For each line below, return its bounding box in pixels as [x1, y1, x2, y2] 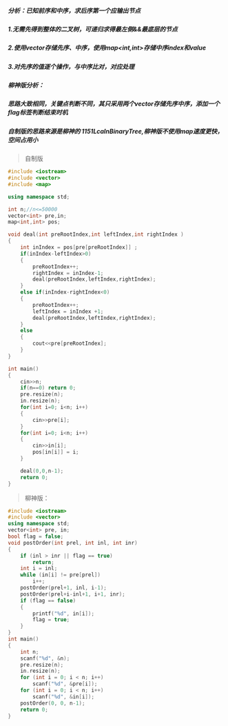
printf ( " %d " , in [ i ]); [32, 610, 95, 617]
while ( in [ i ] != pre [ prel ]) [20, 572, 101, 578]
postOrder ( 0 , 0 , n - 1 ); [20, 700, 85, 707]
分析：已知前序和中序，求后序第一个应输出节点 [8, 6, 141, 14]
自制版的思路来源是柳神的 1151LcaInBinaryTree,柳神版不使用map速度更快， [8, 127, 223, 135]
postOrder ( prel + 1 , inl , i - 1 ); [20, 585, 107, 592]
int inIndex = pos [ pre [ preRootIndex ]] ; [20, 244, 138, 251]
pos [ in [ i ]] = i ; [32, 449, 79, 456]
